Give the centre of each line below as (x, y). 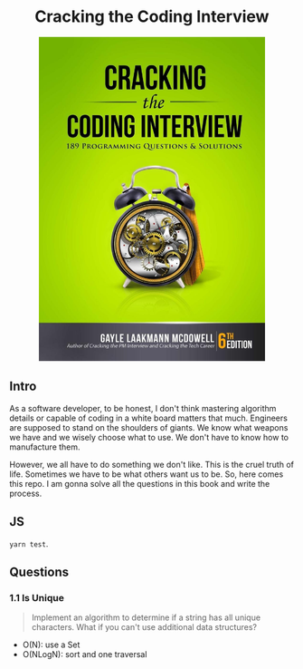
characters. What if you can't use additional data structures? (144, 627)
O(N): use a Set (51, 645)
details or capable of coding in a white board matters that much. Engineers (148, 418)
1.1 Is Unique (37, 597)
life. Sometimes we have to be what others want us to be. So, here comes (147, 474)
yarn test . (29, 543)
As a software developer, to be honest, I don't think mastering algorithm (143, 408)
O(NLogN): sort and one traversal (85, 654)
